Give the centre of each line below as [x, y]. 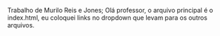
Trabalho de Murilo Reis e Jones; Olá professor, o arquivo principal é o [110, 10]
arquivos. [21, 25]
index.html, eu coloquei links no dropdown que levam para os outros [108, 18]
